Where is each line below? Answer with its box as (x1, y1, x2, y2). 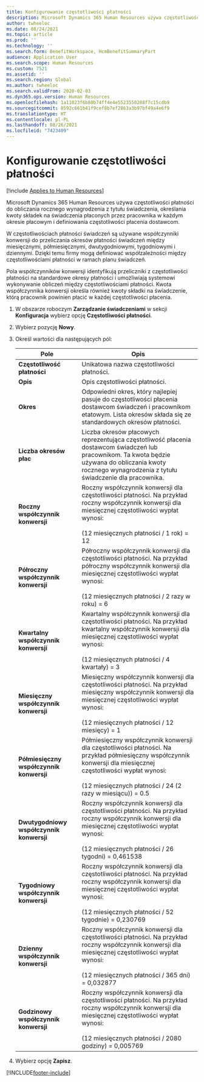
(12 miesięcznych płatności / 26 (81, 844, 174, 853)
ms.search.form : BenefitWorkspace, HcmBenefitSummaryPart (6, 49, 156, 55)
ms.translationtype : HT (6, 111, 67, 117)
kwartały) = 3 (81, 663, 120, 671)
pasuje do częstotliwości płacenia (81, 395, 178, 403)
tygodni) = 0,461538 (81, 852, 143, 860)
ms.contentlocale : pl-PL (6, 116, 69, 122)
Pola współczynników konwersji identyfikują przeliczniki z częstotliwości (6, 267, 188, 274)
